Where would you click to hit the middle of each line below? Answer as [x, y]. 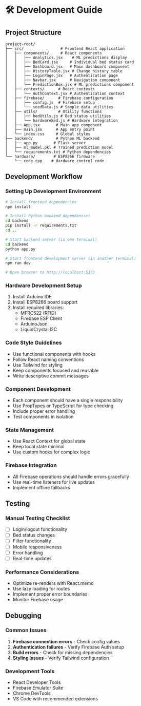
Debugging [24, 616]
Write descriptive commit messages [51, 376]
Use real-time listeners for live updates [54, 482]
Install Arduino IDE [32, 297]
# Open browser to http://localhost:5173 [50, 273]
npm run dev [18, 263]
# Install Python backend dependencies [48, 216]
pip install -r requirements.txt [41, 226]
